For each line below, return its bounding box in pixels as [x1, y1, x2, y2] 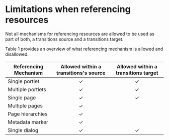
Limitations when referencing [5, 4, 131, 15]
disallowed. [5, 51, 29, 57]
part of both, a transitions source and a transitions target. [5, 36, 124, 42]
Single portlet [8, 78, 40, 85]
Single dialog [8, 126, 39, 133]
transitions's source [56, 69, 106, 76]
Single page [8, 94, 36, 101]
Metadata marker [8, 118, 49, 125]
